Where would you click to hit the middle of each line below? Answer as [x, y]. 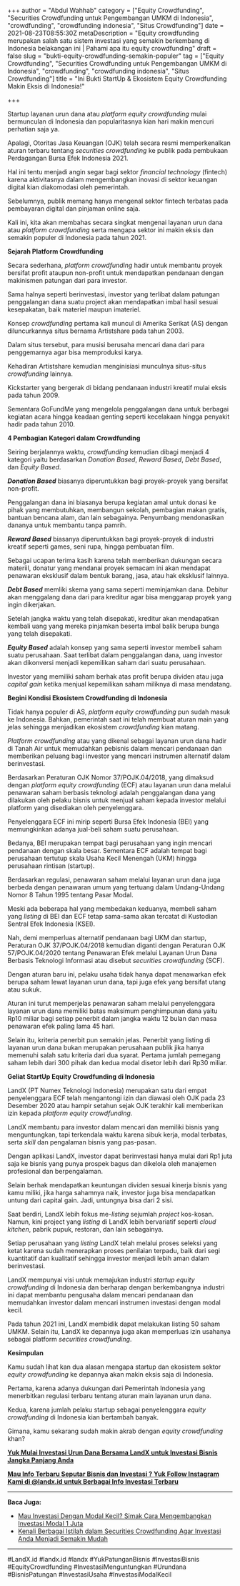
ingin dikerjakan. [31, 604]
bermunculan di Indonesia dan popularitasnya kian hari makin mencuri [111, 121]
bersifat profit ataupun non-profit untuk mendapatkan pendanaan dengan [115, 273]
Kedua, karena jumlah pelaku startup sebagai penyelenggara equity [106, 1410]
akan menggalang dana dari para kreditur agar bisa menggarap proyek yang [120, 597]
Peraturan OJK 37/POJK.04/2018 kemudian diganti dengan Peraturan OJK [117, 945]
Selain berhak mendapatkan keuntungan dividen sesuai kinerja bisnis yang [117, 1185]
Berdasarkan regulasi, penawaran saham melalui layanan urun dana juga [114, 879]
